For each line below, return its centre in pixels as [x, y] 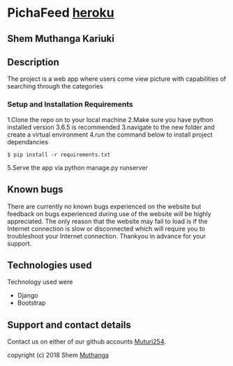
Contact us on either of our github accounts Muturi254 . [87, 342]
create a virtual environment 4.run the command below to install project [110, 135]
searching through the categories [55, 86]
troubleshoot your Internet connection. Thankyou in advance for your [107, 236]
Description [33, 62]
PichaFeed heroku [61, 13]
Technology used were [40, 282]
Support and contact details [69, 325]
